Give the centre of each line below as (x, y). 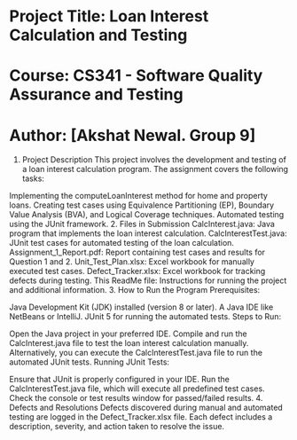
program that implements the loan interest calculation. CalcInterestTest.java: (148, 233)
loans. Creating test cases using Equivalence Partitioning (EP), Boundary (142, 205)
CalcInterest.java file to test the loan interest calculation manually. (129, 343)
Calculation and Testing (98, 35)
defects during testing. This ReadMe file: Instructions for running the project (148, 280)
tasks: (33, 178)
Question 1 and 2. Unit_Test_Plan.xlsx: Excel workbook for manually (132, 262)
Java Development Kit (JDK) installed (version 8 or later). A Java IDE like (141, 307)
